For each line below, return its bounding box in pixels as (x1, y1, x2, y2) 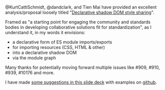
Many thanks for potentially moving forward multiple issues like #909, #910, (5, 64, 160, 70)
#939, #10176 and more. (5, 70, 55, 76)
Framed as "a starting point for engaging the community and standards (5, 19, 151, 25)
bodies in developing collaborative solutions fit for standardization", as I (5, 24, 152, 30)
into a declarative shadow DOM (12, 49, 77, 55)
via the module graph (12, 55, 56, 61)
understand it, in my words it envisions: (5, 30, 85, 35)
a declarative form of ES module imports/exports (12, 39, 112, 45)
